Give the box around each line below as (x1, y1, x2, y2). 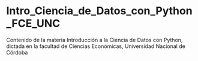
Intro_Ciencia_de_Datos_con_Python (6, 4, 193, 18)
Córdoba (6, 49, 28, 56)
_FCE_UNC (6, 17, 61, 30)
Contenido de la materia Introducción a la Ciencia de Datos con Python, (6, 36, 183, 43)
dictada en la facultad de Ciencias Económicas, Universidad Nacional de (6, 43, 186, 50)
